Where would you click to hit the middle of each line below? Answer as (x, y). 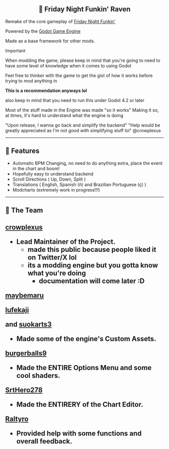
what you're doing (57, 273)
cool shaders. (38, 376)
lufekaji (17, 310)
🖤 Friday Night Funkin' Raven (84, 9)
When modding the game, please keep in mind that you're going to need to (83, 60)
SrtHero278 (24, 390)
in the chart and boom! (36, 168)
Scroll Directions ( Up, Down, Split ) (49, 179)
